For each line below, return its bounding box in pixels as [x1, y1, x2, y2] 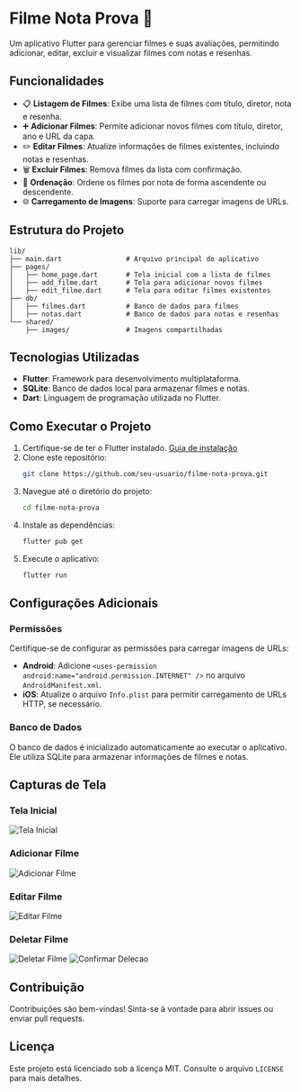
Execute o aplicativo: [22, 553, 101, 564]
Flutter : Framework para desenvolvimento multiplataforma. [22, 374, 241, 384]
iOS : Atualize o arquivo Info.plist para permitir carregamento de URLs [22, 689, 287, 700]
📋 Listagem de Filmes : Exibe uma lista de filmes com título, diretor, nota [22, 98, 292, 109]
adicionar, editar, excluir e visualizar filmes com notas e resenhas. [9, 47, 253, 58]
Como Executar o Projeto [9, 419, 152, 434]
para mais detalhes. [9, 1072, 83, 1083]
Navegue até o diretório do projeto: [22, 486, 153, 497]
